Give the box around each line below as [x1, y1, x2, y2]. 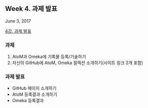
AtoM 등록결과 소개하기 [12, 91, 57, 97]
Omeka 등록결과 [12, 98, 44, 104]
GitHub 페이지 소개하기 [12, 85, 57, 91]
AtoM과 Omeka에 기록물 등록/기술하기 [12, 54, 86, 60]
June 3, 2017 [5, 18, 31, 24]
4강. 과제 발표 [5, 28, 32, 34]
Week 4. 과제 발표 [5, 4, 58, 13]
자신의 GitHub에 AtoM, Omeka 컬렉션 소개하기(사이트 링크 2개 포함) [12, 60, 144, 66]
